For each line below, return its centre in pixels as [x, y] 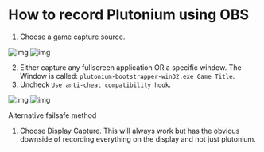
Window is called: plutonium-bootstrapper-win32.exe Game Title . [127, 76]
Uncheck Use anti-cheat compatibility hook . [95, 84]
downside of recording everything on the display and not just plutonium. [138, 139]
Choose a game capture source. [72, 37]
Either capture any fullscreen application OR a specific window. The [130, 67]
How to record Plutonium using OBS [128, 15]
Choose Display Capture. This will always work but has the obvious [130, 131]
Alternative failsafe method [52, 115]
